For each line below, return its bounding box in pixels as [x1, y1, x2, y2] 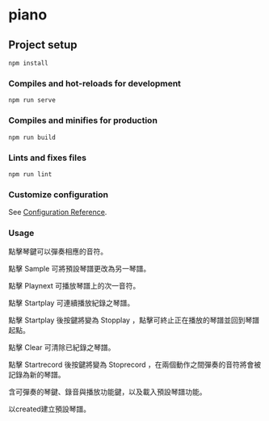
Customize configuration [8, 188, 109, 200]
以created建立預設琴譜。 [8, 404, 91, 414]
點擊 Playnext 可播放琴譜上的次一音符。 [8, 281, 141, 291]
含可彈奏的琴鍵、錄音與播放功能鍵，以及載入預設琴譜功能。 [8, 387, 207, 397]
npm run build [8, 133, 57, 141]
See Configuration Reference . [8, 208, 107, 217]
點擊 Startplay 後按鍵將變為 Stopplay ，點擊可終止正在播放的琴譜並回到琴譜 [8, 315, 260, 325]
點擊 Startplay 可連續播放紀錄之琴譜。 [8, 298, 135, 308]
